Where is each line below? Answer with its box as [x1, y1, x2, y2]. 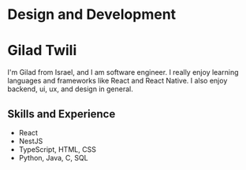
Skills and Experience [7, 107, 116, 120]
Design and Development [7, 6, 177, 24]
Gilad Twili [7, 42, 77, 60]
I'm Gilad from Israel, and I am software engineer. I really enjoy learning [7, 68, 239, 77]
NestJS [18, 136, 43, 146]
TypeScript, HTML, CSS [18, 144, 96, 154]
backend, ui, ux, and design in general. [7, 84, 133, 94]
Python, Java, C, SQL [18, 153, 88, 162]
